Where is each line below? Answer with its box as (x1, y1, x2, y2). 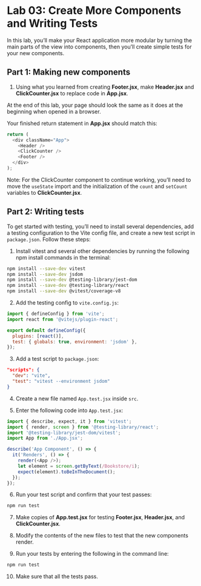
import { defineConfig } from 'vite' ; (7, 311, 105, 317)
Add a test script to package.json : (15, 355, 99, 363)
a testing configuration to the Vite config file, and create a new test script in (7, 229, 196, 237)
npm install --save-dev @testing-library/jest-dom (7, 277, 137, 283)
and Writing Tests (7, 16, 98, 30)
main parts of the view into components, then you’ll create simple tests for (7, 43, 193, 50)
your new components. (7, 49, 65, 56)
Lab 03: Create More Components (7, 4, 182, 18)
